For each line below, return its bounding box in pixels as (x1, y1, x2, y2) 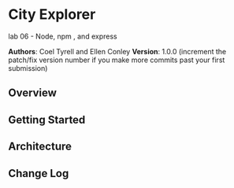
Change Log (8, 167, 69, 180)
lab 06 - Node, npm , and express (8, 31, 117, 41)
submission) (8, 63, 48, 72)
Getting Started (8, 112, 86, 127)
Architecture (8, 140, 72, 153)
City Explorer (8, 6, 96, 24)
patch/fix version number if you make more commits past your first (8, 55, 225, 65)
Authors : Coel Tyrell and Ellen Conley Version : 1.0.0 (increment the (8, 46, 227, 56)
